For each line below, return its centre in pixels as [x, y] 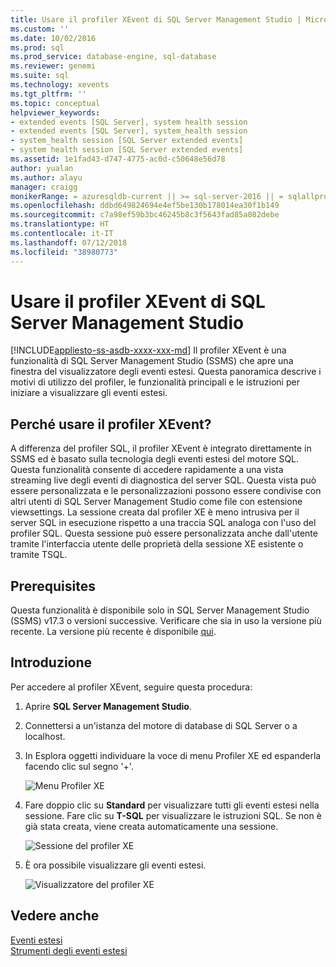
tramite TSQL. [39, 555]
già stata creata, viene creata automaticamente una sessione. [151, 826]
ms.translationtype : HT [60, 224]
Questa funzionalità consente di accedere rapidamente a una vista [147, 470]
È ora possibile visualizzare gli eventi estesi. [115, 865]
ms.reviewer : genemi [53, 66]
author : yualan [42, 168]
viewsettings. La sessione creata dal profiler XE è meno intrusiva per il [155, 512]
